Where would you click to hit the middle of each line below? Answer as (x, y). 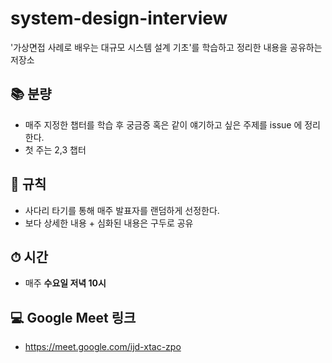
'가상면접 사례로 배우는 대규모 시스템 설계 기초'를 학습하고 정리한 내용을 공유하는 (166, 47)
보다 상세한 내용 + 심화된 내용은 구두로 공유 (109, 223)
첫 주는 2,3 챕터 (55, 149)
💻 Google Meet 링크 (73, 317)
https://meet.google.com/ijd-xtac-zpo (103, 347)
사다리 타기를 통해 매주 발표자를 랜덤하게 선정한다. (122, 210)
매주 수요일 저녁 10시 (65, 283)
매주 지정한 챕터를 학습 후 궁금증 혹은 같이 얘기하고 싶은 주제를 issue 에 (163, 124)
